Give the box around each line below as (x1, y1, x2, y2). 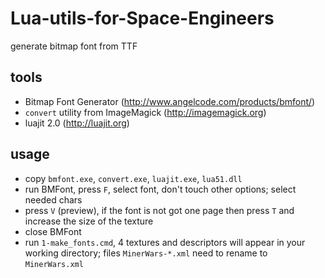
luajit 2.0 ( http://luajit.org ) (24, 117, 130, 129)
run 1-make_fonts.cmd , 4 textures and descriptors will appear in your (24, 236, 306, 248)
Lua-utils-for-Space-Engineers (10, 7, 275, 30)
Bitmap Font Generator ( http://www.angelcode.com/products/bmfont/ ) (24, 95, 316, 107)
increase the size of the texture (24, 215, 154, 227)
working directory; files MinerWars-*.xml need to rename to (24, 247, 268, 259)
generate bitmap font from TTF (10, 40, 138, 52)
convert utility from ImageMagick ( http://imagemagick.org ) (24, 106, 267, 118)
